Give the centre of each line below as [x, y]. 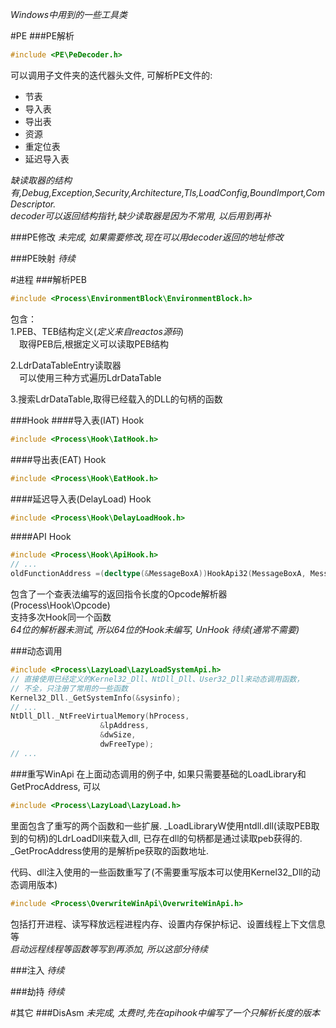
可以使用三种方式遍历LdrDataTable [90, 377]
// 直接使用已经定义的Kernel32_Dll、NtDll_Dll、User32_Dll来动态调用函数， [157, 679]
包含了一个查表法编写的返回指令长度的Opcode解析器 [119, 594]
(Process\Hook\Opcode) [60, 605]
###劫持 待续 [37, 991]
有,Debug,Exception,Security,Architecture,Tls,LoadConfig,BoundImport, [158, 192]
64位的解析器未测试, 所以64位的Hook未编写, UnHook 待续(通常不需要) [155, 629]
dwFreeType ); [127, 744]
